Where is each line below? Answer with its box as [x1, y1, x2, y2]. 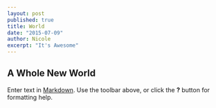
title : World [7, 23, 45, 30]
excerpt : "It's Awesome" [7, 42, 79, 49]
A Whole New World [7, 67, 96, 79]
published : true [7, 17, 54, 23]
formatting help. [7, 93, 53, 101]
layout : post [7, 10, 45, 17]
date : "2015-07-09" [7, 29, 64, 36]
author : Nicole [7, 36, 51, 43]
